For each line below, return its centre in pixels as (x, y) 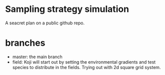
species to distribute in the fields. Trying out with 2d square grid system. (86, 67)
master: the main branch (38, 57)
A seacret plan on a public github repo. (45, 23)
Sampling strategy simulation (67, 9)
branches (25, 43)
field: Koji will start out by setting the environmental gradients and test (84, 62)
